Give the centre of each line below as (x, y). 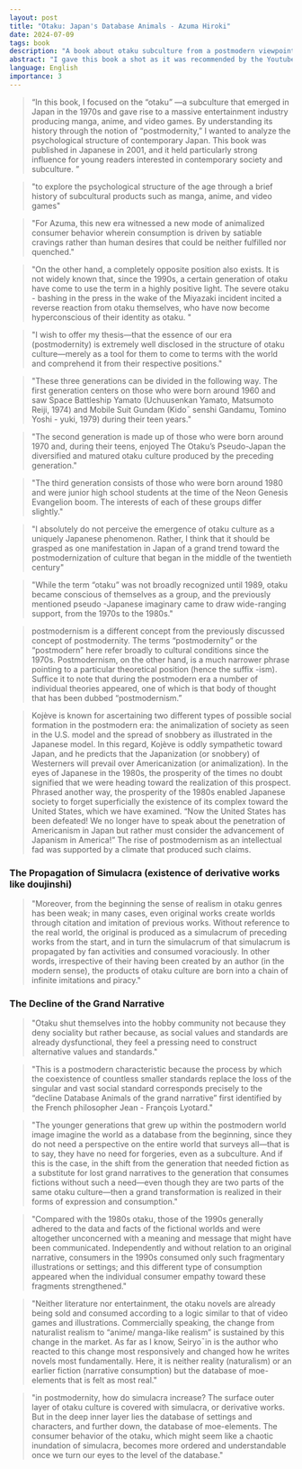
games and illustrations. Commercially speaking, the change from (153, 1323)
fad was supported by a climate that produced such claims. (141, 849)
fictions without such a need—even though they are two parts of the (158, 1182)
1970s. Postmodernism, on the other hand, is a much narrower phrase (160, 660)
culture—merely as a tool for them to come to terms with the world (155, 353)
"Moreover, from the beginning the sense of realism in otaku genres (157, 904)
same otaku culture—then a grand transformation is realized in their (156, 1192)
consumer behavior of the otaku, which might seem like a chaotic (152, 1436)
